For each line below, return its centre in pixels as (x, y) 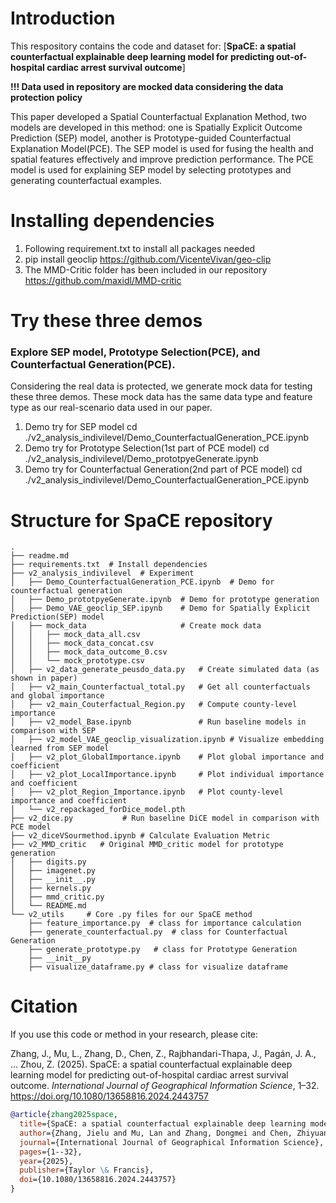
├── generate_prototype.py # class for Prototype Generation (163, 950)
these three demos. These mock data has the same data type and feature (161, 397)
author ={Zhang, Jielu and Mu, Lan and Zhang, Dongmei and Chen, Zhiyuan (174, 1133)
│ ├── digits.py (48, 862)
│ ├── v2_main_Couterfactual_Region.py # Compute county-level (154, 705)
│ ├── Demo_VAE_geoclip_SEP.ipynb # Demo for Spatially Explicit (160, 608)
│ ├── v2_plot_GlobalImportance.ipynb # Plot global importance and (167, 757)
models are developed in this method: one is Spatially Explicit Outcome (156, 127)
